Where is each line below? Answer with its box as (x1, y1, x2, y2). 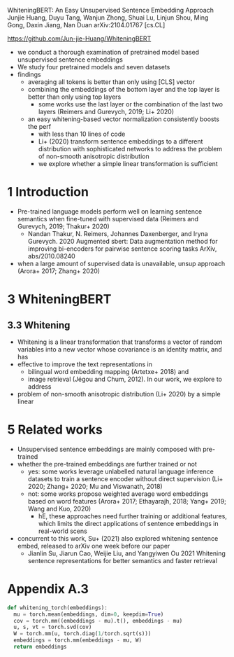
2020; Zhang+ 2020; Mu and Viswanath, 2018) (27, 482, 163, 490)
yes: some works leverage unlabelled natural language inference (27, 467, 214, 476)
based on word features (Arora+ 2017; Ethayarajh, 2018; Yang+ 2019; (27, 497, 227, 505)
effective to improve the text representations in (17, 360, 152, 368)
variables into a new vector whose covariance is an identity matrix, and (17, 345, 222, 353)
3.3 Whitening (7, 319, 71, 331)
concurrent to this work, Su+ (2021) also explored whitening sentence (17, 534, 219, 542)
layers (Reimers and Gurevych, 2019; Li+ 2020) (38, 108, 175, 116)
